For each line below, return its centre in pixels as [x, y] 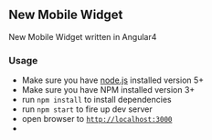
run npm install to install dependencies [96, 100]
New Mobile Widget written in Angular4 [83, 36]
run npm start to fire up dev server [87, 109]
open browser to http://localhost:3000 [97, 119]
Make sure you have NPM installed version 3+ [108, 90]
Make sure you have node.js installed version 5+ [113, 80]
